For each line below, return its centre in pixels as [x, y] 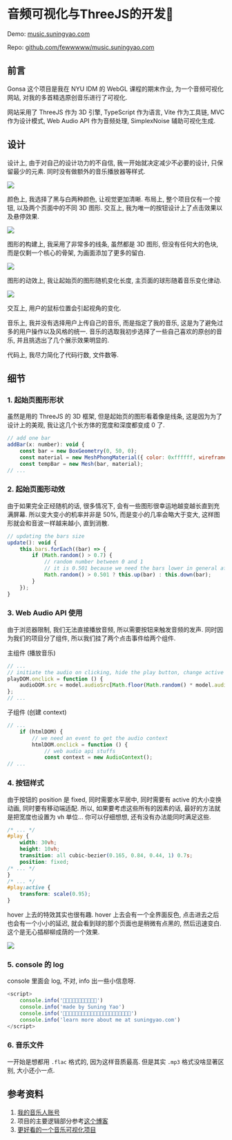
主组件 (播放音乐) [32, 653]
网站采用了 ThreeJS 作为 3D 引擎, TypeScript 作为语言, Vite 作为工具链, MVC [116, 112]
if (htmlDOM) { [41, 732]
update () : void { [32, 543]
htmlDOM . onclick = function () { [80, 745]
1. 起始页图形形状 [36, 400]
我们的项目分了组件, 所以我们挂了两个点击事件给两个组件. [94, 638]
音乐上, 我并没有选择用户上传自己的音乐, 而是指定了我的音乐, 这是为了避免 [112, 323]
